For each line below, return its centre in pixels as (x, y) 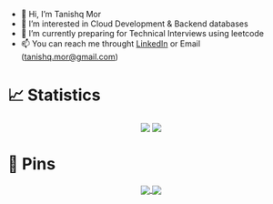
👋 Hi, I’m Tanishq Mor (61, 14)
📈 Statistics (54, 95)
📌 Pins (31, 164)
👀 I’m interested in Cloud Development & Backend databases (134, 24)
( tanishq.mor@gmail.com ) (70, 56)
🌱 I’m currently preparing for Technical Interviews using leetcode (142, 33)
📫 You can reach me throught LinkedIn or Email (111, 44)
